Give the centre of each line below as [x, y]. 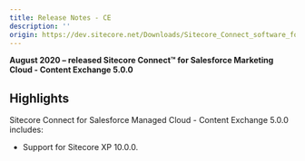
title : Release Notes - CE [60, 18]
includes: [26, 130]
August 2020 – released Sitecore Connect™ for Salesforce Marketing [142, 61]
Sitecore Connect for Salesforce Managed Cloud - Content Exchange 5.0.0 [149, 120]
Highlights [39, 98]
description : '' [40, 26]
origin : [24, 34]
